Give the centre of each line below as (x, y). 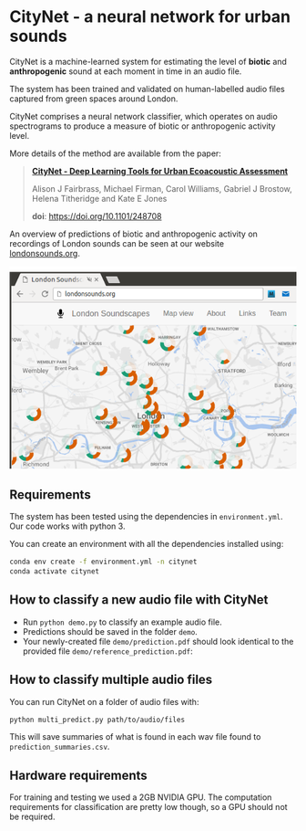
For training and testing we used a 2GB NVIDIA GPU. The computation (141, 797)
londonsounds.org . (45, 253)
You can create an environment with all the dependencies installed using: (147, 544)
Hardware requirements (78, 775)
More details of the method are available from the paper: (115, 153)
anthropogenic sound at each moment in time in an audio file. (126, 71)
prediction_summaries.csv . (60, 747)
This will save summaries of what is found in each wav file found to (135, 737)
